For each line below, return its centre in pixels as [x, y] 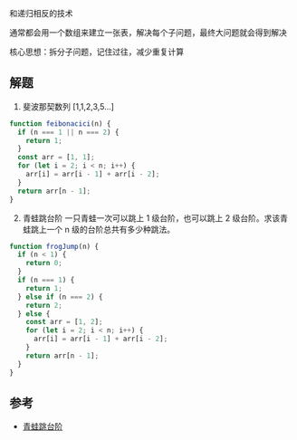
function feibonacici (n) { [60, 124]
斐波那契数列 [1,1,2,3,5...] [68, 106]
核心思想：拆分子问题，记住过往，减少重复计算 [96, 52]
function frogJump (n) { [54, 246]
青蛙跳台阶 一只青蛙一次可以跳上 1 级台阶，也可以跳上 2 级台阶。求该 [151, 218]
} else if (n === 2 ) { [60, 297]
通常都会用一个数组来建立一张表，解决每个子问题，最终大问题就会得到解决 [148, 33]
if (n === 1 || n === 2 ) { [68, 132]
